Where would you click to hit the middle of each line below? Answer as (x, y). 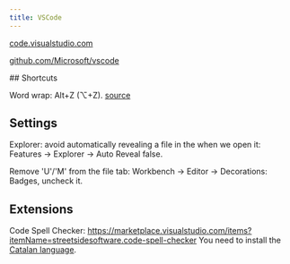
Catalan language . (43, 250)
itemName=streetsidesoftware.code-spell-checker (103, 240)
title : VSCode (36, 17)
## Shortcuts (34, 78)
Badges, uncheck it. (46, 181)
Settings (34, 123)
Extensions (41, 209)
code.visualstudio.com (51, 43)
